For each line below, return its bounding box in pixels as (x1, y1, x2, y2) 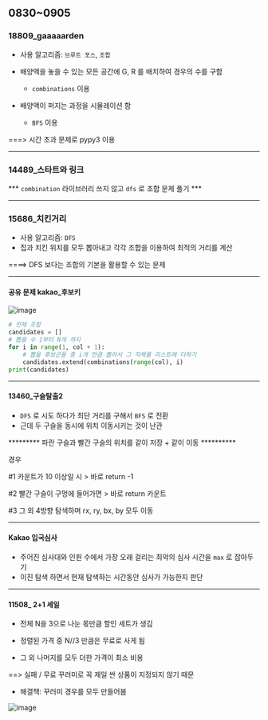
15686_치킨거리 (8, 213, 67, 224)
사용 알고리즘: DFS (19, 233, 76, 242)
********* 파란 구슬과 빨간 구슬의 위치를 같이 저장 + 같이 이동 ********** (8, 438, 237, 447)
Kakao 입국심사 (8, 533, 57, 542)
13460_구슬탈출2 (8, 391, 64, 401)
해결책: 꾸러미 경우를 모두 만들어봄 (19, 687, 127, 697)
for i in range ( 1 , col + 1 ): (8, 343, 105, 351)
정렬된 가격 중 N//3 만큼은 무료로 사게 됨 (19, 636, 145, 646)
